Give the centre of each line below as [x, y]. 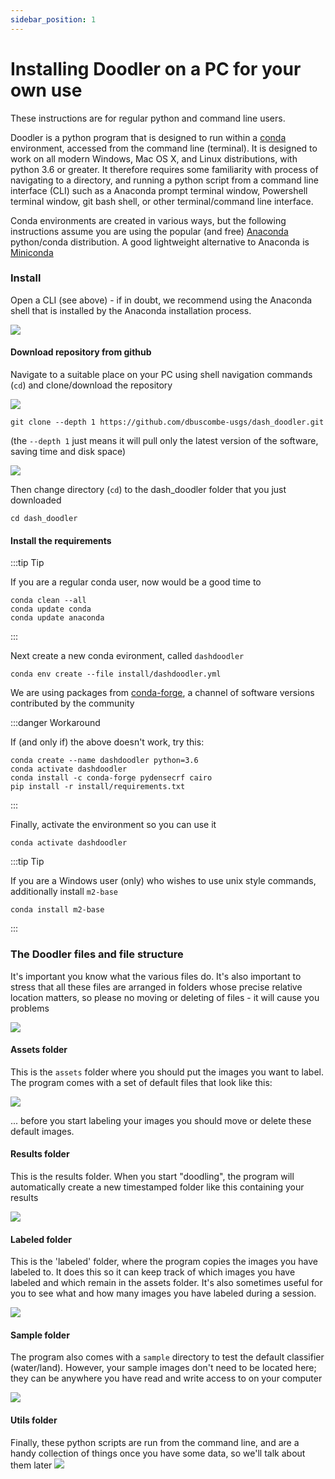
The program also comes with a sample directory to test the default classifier [167, 1357]
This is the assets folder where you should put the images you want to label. [167, 1072]
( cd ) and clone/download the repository [91, 385]
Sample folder [40, 1335]
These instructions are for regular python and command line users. [148, 118]
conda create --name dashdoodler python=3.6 [104, 761]
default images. [42, 1131]
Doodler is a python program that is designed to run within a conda [148, 137]
